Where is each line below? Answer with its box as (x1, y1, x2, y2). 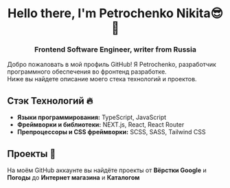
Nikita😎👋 (176, 6, 223, 21)
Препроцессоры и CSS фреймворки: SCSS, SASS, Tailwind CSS (16, 128, 206, 136)
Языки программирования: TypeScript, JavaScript (16, 113, 167, 122)
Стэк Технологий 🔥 (7, 95, 93, 107)
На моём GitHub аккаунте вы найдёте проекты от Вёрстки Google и (7, 166, 207, 174)
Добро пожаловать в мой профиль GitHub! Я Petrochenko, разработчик (7, 61, 216, 69)
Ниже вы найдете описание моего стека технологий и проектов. (7, 75, 197, 83)
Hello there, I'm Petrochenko (8, 6, 174, 21)
